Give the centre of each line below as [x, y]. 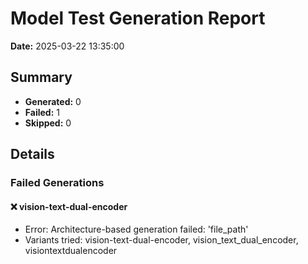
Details [32, 154]
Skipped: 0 [48, 123]
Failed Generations [57, 183]
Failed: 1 [42, 112]
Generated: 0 [53, 101]
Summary [41, 77]
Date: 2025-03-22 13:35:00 [67, 46]
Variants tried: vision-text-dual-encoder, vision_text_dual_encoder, [161, 240]
